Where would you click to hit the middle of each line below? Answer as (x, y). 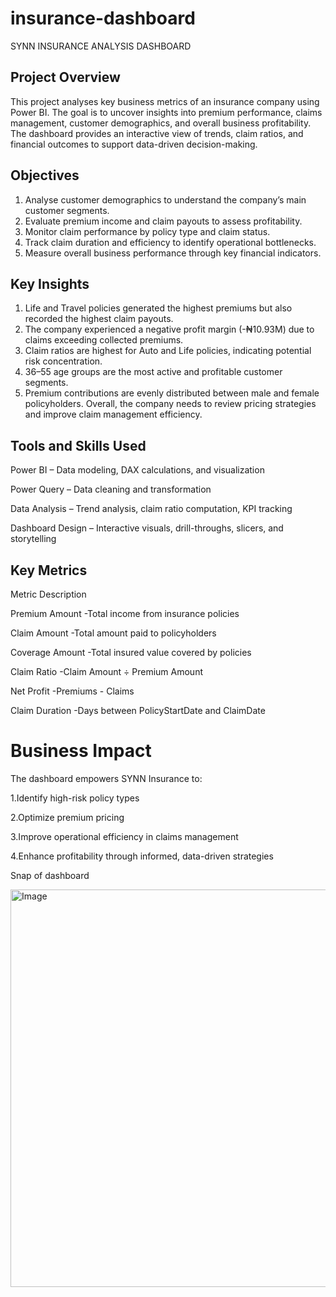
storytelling (33, 539)
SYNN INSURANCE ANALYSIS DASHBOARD (101, 46)
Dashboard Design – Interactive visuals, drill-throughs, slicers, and (147, 528)
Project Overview (65, 77)
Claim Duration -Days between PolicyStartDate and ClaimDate (138, 710)
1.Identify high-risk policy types (75, 798)
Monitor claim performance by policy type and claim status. (147, 231)
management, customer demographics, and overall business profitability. (161, 123)
